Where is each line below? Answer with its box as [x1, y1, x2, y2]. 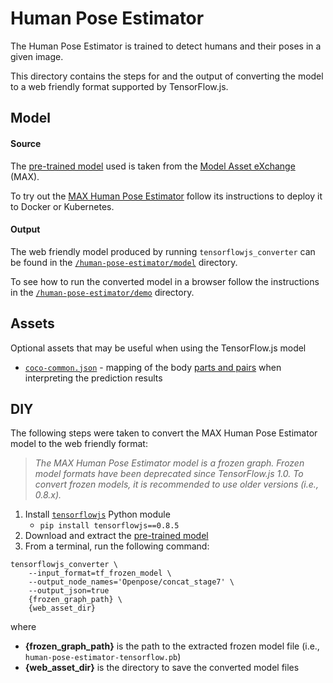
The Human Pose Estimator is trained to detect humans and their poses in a [10, 40, 322, 52]
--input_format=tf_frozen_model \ [28, 568, 172, 579]
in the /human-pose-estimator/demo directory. [10, 286, 195, 298]
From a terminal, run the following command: [24, 540, 210, 552]
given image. [10, 50, 64, 62]
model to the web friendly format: [10, 438, 148, 450]
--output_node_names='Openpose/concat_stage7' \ [28, 577, 235, 587]
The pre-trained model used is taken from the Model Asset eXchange [10, 160, 296, 172]
